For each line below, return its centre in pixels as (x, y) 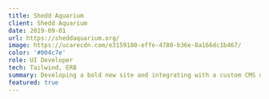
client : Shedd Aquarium (48, 23)
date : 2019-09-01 (37, 30)
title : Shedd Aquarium (46, 16)
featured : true (34, 82)
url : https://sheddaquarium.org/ (64, 38)
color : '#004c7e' (37, 53)
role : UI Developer (41, 61)
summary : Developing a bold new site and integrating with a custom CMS (132, 75)
